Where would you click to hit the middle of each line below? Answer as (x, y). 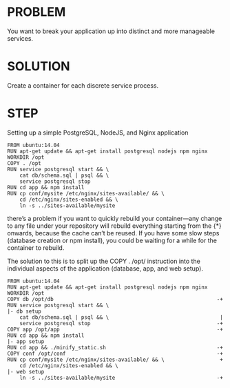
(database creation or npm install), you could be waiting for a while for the (112, 240)
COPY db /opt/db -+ (115, 299)
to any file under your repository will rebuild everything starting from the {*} (114, 226)
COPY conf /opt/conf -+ (115, 353)
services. (20, 38)
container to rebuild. (36, 248)
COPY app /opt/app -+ (115, 329)
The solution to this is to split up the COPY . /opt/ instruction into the (104, 261)
